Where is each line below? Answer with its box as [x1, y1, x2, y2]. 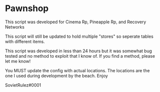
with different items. [5, 38, 45, 44]
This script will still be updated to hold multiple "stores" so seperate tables [5, 33, 154, 39]
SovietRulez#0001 [5, 82, 41, 88]
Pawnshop [5, 3, 49, 14]
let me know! [5, 58, 31, 64]
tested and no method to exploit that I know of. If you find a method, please [5, 53, 155, 59]
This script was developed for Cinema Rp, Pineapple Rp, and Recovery [5, 19, 146, 25]
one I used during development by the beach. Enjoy [5, 73, 108, 78]
